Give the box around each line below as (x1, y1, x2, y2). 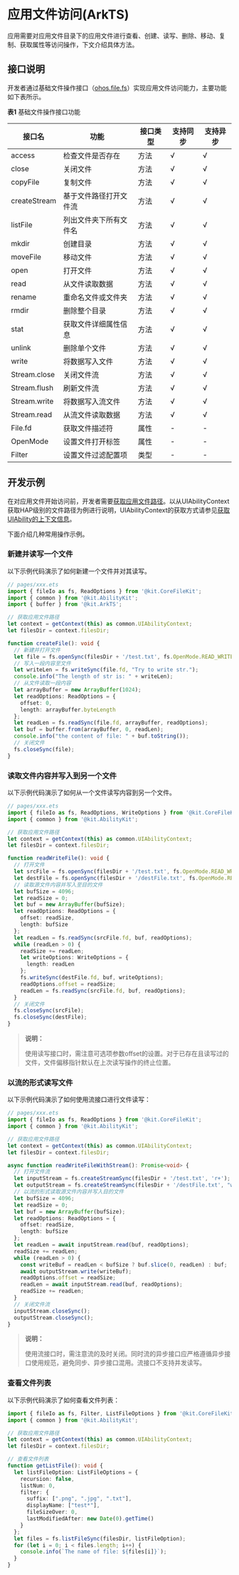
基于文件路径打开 (63, 190, 121, 200)
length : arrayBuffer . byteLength (20, 706, 116, 713)
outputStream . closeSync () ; (14, 1314, 94, 1321)
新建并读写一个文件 (7, 549, 73, 559)
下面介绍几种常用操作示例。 (7, 530, 89, 538)
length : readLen (26, 961, 75, 968)
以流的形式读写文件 (7, 1078, 73, 1088)
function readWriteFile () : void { (7, 854, 110, 862)
